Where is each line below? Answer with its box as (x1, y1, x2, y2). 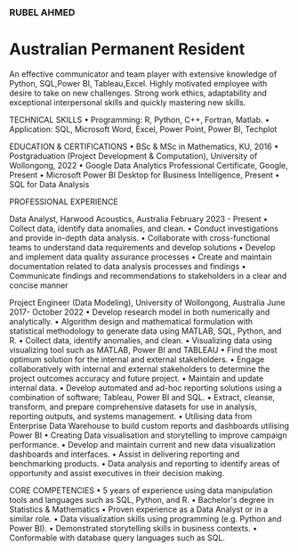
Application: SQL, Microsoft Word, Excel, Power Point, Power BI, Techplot (9, 123, 278, 135)
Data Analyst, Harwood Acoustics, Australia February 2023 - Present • (9, 213, 269, 224)
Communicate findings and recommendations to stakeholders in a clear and (9, 270, 287, 281)
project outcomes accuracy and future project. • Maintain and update (9, 373, 264, 383)
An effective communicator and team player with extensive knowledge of (9, 69, 278, 79)
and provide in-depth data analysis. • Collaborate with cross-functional (9, 232, 270, 243)
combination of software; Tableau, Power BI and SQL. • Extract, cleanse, (9, 391, 276, 402)
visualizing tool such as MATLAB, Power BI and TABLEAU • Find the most (9, 344, 278, 355)
